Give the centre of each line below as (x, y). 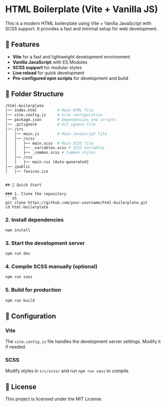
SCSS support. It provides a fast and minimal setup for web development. (81, 28)
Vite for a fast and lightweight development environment (71, 57)
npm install (18, 230)
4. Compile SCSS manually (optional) (51, 266)
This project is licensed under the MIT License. (54, 399)
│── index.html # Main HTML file (49, 110)
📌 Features (22, 45)
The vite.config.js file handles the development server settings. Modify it (83, 341)
